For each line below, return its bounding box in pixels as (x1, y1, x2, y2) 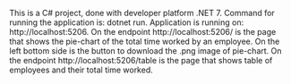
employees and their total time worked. (9, 64, 154, 75)
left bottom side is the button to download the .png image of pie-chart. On (9, 46, 282, 56)
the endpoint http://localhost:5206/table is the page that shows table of (9, 55, 273, 65)
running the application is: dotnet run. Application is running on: (9, 17, 244, 28)
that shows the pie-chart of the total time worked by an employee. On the (9, 36, 280, 46)
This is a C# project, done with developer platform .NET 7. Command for (9, 8, 275, 18)
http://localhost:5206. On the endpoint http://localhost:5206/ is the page (9, 27, 277, 37)
